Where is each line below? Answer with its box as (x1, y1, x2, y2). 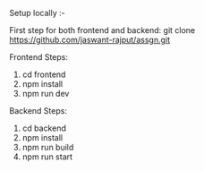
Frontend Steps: (9, 52, 69, 62)
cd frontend (21, 69, 66, 80)
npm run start (21, 151, 73, 162)
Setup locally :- (9, 8, 65, 18)
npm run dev (21, 89, 70, 98)
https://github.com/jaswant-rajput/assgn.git (9, 35, 171, 45)
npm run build (21, 142, 74, 152)
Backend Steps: (9, 106, 67, 115)
